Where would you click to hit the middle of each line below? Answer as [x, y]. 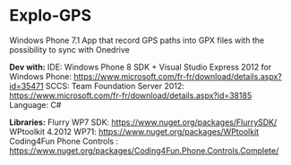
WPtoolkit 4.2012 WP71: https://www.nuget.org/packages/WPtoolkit [134, 131]
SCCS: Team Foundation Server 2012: [115, 86]
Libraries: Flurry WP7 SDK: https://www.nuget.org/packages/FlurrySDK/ [143, 122]
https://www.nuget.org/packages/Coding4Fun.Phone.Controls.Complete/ [144, 150]
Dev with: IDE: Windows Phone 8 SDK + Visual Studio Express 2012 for [141, 67]
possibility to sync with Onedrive [69, 49]
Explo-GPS [51, 16]
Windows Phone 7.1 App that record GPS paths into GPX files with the [137, 40]
